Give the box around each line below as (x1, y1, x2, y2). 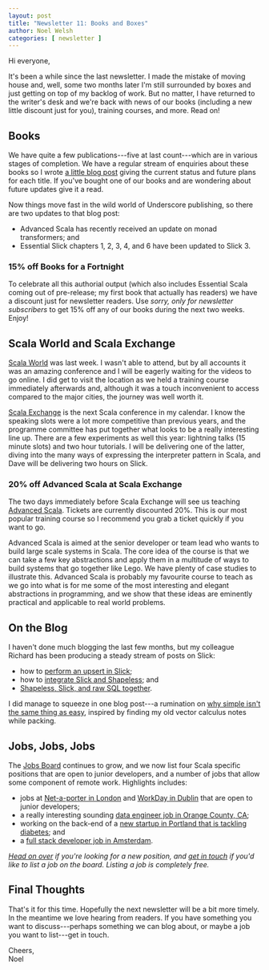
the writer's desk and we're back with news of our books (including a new (8, 97, 252, 107)
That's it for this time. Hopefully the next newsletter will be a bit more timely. (8, 904, 260, 914)
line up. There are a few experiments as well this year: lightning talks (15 (8, 433, 246, 443)
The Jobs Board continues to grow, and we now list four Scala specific (8, 761, 241, 770)
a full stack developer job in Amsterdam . (19, 836, 154, 846)
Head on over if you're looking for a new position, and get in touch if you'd (8, 851, 255, 861)
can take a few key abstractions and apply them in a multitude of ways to (8, 555, 250, 565)
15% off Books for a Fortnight (8, 261, 124, 272)
